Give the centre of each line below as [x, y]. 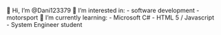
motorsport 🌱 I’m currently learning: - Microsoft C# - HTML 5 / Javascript [110, 17]
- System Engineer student [44, 25]
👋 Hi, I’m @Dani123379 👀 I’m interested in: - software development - [103, 10]
